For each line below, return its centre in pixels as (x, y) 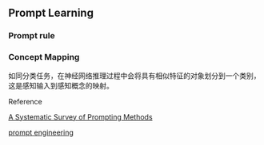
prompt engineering (41, 132)
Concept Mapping (44, 57)
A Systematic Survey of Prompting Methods (81, 117)
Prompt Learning (51, 13)
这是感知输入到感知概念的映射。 (61, 85)
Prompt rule (32, 36)
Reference (25, 101)
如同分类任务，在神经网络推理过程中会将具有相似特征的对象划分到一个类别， (134, 76)
